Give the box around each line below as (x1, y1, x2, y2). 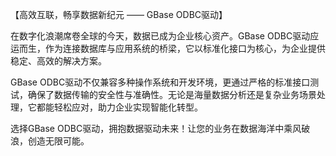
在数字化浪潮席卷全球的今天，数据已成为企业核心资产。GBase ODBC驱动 (10, 30, 311, 42)
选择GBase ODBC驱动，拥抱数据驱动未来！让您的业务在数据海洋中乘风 (10, 123, 302, 134)
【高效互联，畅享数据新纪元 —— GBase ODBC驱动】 (10, 9, 228, 20)
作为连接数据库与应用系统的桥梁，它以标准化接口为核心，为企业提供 (44, 43, 326, 54)
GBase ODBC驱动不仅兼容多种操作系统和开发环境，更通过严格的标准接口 (10, 76, 311, 88)
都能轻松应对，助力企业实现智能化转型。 (36, 101, 203, 113)
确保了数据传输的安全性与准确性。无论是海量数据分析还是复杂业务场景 (27, 89, 317, 100)
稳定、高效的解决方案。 (10, 55, 107, 67)
